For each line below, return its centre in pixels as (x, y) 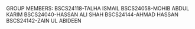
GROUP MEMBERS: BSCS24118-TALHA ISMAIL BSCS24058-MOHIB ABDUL (98, 8)
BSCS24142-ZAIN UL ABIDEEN (44, 21)
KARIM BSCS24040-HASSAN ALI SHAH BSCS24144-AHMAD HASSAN (92, 14)
